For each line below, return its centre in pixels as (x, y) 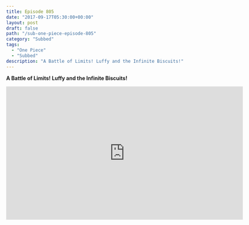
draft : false (22, 28)
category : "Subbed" (30, 39)
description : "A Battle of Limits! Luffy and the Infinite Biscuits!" (95, 61)
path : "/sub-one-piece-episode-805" (51, 34)
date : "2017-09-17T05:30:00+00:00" (50, 17)
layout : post (22, 22)
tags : (13, 45)
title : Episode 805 (30, 12)
